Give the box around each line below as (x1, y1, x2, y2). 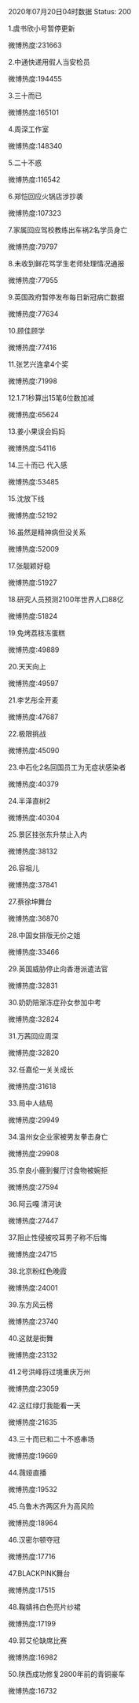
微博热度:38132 (8, 846, 58, 856)
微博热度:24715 (8, 1249, 57, 1259)
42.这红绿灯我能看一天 (8, 1401, 81, 1410)
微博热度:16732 (8, 1686, 57, 1695)
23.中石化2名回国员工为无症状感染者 (8, 763, 126, 772)
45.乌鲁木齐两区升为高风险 (8, 1501, 95, 1511)
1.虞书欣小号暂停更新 (8, 24, 75, 33)
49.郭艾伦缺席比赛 (8, 1636, 68, 1645)
